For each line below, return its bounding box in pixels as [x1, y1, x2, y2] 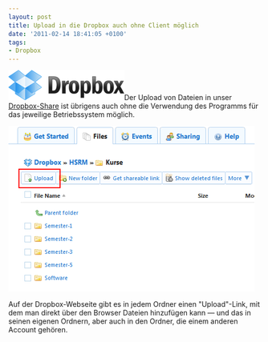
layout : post [8, 13, 52, 21]
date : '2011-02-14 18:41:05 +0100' [8, 30, 128, 38]
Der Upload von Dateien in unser [124, 93, 233, 103]
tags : [8, 38, 26, 46]
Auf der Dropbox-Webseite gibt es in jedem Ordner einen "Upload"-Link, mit [8, 300, 261, 309]
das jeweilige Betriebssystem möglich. [8, 110, 135, 119]
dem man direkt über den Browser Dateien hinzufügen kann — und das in [8, 308, 251, 318]
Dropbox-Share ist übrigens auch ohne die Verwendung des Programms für [8, 101, 259, 111]
